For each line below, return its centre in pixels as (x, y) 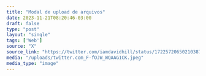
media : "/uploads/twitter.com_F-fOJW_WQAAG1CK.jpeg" (75, 58)
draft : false (23, 23)
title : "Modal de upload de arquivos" (56, 12)
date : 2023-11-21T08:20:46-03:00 (49, 18)
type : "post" (23, 29)
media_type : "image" (33, 63)
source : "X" (21, 47)
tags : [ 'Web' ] (25, 40)
